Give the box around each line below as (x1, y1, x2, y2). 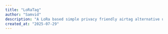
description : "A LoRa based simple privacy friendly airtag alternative (5, 16, 160, 21)
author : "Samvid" (5, 12, 41, 17)
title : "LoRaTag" (5, 7, 41, 12)
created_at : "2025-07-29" (5, 21, 59, 26)
